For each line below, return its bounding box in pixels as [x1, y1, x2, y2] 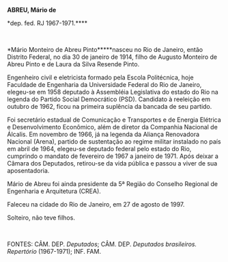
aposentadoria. [7, 167, 50, 174]
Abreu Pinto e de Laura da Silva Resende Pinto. [7, 60, 140, 68]
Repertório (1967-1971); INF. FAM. [7, 248, 101, 255]
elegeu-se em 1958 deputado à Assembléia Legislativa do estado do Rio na [7, 88, 218, 96]
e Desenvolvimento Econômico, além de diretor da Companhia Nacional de [7, 123, 218, 131]
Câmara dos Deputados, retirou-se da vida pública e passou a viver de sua [7, 159, 218, 167]
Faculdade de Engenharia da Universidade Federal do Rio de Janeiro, [7, 81, 202, 88]
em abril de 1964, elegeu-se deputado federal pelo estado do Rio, [7, 145, 192, 153]
